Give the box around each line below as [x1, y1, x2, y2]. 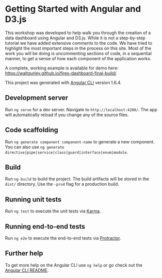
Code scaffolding [5, 126, 58, 134]
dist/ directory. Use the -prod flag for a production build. [5, 181, 119, 187]
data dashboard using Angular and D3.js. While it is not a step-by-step [5, 35, 146, 41]
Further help [5, 249, 44, 258]
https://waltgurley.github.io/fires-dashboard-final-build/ [5, 70, 116, 76]
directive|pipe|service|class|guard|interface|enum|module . [5, 149, 128, 155]
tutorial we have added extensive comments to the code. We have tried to [5, 40, 153, 46]
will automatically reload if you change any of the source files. [5, 112, 129, 118]
